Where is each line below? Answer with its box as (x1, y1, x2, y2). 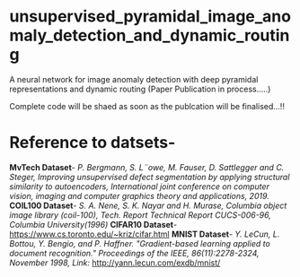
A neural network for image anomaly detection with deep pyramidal (9, 74, 259, 84)
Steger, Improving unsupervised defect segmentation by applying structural (9, 171, 290, 182)
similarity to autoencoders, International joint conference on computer (9, 181, 269, 192)
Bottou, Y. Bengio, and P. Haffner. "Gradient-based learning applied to (9, 238, 271, 248)
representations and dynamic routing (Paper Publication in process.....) (9, 83, 271, 94)
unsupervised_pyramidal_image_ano (9, 6, 292, 27)
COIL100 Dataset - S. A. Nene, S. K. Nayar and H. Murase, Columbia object (9, 200, 287, 211)
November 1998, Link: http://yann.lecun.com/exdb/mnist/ (9, 257, 221, 268)
